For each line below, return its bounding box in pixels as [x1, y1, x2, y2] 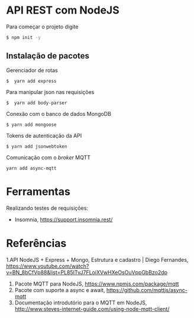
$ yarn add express [6, 78, 57, 84]
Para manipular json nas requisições [6, 88, 95, 95]
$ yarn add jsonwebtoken [6, 143, 67, 150]
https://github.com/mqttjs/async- [106, 286, 187, 293]
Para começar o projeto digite [6, 23, 79, 30]
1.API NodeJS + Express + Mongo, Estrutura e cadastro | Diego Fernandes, [6, 256, 189, 263]
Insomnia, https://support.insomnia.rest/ [14, 216, 113, 223]
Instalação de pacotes [6, 51, 90, 61]
